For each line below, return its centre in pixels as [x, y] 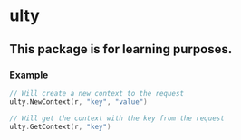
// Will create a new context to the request [96, 93]
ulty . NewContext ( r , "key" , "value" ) [78, 102]
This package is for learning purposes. [121, 49]
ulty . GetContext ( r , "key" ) [60, 126]
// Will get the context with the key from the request [117, 118]
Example [29, 75]
